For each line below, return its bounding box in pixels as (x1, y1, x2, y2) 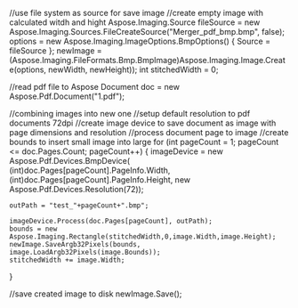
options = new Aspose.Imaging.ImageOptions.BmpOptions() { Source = (9, 36, 271, 46)
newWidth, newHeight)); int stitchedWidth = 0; (48, 64, 219, 75)
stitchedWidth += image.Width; (9, 255, 125, 264)
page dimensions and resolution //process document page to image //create (9, 127, 289, 137)
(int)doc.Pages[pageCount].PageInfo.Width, (9, 165, 171, 175)
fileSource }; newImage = (9, 45, 102, 56)
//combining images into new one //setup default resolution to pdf (9, 109, 251, 118)
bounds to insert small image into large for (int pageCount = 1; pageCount (9, 137, 279, 147)
